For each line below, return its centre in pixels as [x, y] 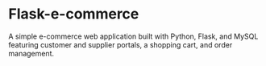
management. [31, 53]
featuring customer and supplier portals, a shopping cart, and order [121, 44]
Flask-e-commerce [74, 14]
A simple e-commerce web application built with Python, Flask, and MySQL [133, 36]
